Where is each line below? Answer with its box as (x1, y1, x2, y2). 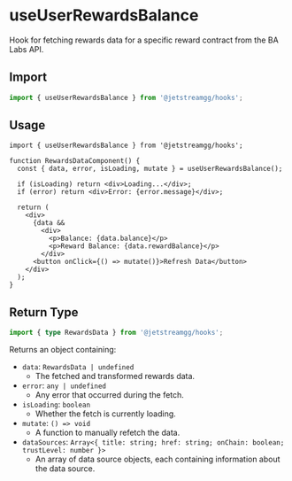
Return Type (9, 305, 79, 320)
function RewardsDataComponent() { (9, 157, 141, 166)
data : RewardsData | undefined (21, 361, 134, 372)
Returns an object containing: (9, 345, 117, 355)
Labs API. (9, 43, 44, 54)
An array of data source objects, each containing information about (35, 454, 280, 465)
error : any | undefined (21, 380, 106, 391)
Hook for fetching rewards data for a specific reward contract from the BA (9, 35, 279, 45)
